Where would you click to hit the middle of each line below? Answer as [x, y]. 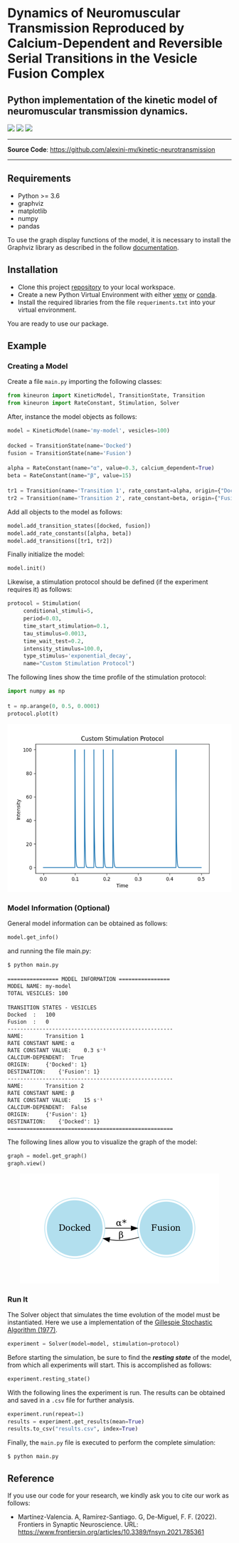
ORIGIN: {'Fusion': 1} [47, 1114]
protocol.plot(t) [33, 714]
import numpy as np [36, 691]
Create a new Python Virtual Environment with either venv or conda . [117, 294]
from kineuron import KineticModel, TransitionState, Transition [106, 396]
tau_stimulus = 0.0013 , [55, 633]
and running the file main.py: [49, 951]
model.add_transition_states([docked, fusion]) [79, 526]
